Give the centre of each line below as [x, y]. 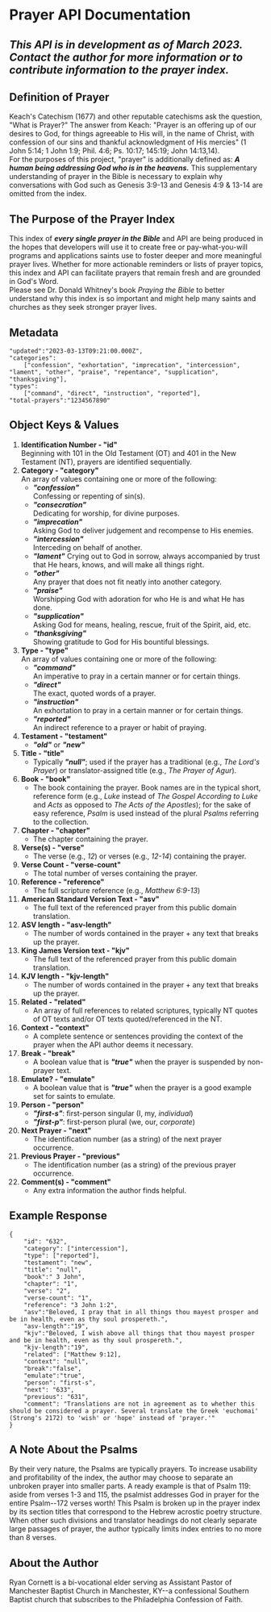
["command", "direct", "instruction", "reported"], [112, 394]
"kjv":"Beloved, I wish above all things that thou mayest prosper [139, 1333]
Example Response [58, 1216]
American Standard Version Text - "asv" [90, 899]
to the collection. [61, 821]
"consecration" [60, 504]
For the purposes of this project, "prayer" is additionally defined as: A [125, 160]
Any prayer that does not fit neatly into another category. [127, 582]
